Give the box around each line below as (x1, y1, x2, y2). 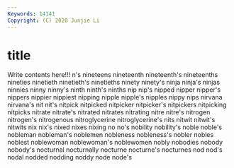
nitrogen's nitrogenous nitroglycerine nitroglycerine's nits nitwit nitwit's (7, 116, 216, 124)
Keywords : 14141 (7, 10, 55, 18)
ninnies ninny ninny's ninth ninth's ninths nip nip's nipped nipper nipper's (7, 85, 221, 94)
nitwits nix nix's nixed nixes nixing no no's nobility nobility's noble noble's (7, 123, 222, 131)
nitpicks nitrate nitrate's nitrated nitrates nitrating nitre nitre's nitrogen (7, 108, 211, 116)
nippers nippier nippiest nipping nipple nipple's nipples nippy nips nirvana (7, 93, 223, 102)
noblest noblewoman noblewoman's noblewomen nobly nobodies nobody (7, 138, 223, 147)
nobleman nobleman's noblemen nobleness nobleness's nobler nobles (7, 131, 214, 139)
